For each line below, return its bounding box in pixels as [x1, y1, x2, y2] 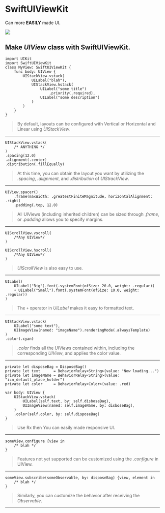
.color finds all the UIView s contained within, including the [17, 345, 135, 351]
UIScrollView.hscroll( [5, 247, 52, 253]
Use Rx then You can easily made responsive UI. [17, 424, 115, 430]
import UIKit [5, 56, 32, 61]
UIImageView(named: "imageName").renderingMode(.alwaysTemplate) [14, 328, 151, 332]
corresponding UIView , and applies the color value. [17, 350, 121, 356]
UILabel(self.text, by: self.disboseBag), [23, 398, 111, 404]
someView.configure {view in [5, 439, 65, 444]
